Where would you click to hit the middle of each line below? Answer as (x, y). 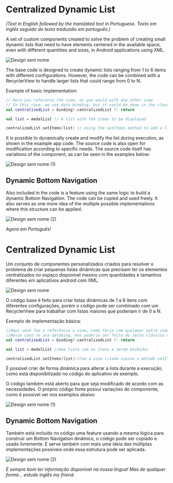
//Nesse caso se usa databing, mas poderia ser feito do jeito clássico (85, 335)
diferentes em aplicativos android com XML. (52, 280)
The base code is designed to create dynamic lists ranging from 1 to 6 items (86, 70)
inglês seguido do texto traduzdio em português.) (58, 29)
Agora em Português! (28, 229)
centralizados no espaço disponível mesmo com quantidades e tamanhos (84, 275)
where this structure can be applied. (44, 209)
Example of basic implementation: (42, 90)
